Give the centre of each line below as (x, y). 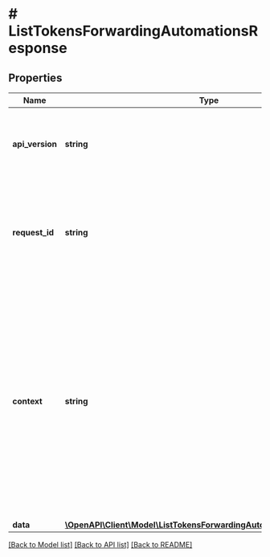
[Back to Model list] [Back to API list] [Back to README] (100, 545)
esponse (38, 48)
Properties (35, 78)
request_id (33, 232)
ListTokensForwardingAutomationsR (133, 31)
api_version (35, 144)
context (27, 401)
